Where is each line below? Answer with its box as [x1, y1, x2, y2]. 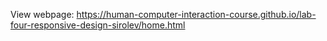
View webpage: [10, 9, 75, 20]
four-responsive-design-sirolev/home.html [10, 19, 186, 31]
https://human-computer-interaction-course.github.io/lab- [76, 9, 317, 20]
